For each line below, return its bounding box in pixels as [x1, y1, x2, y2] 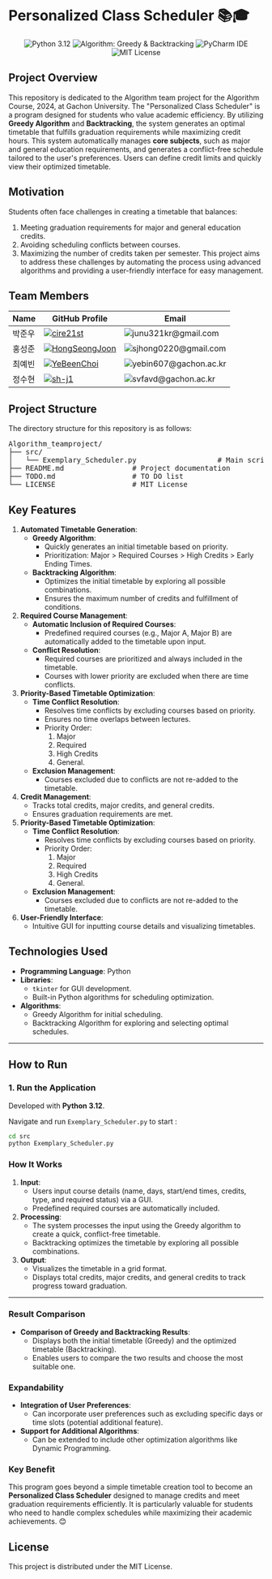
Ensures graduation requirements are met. [32, 809, 173, 818]
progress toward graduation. [32, 1280, 128, 1291]
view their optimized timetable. [8, 162, 112, 171]
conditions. [44, 602, 83, 611]
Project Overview [8, 71, 98, 85]
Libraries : [19, 975, 53, 985]
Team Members [8, 289, 89, 303]
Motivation [8, 185, 65, 199]
